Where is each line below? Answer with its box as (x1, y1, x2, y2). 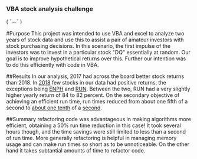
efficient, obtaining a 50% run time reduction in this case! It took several (6, 122, 181, 129)
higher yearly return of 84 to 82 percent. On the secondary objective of (6, 92, 180, 99)
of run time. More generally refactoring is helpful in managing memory (6, 135, 177, 142)
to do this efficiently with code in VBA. (6, 61, 99, 69)
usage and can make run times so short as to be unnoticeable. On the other (6, 141, 190, 148)
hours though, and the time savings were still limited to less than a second (6, 128, 186, 135)
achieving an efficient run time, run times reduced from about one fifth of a (6, 98, 188, 105)
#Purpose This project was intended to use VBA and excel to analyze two (6, 30, 185, 37)
